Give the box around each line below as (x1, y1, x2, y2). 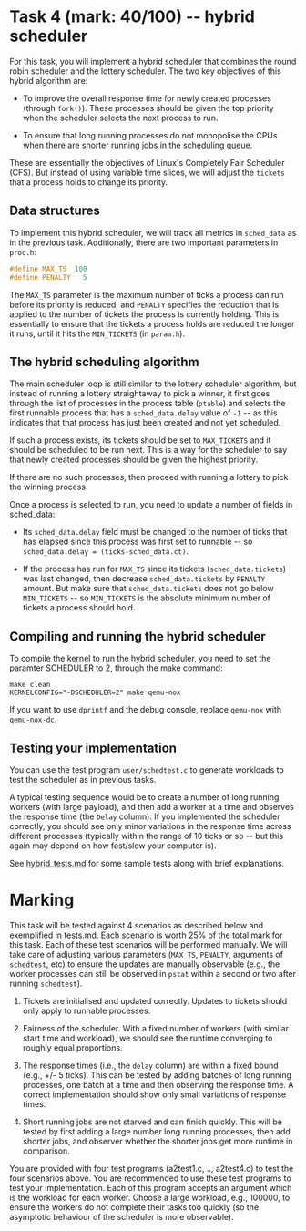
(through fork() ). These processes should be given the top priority (22, 102, 275, 113)
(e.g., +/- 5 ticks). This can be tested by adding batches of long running (22, 1069, 292, 1081)
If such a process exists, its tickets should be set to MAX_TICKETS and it (9, 435, 271, 446)
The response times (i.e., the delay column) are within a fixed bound (22, 1060, 280, 1071)
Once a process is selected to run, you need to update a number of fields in (9, 499, 293, 510)
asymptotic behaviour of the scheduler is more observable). (9, 1211, 234, 1222)
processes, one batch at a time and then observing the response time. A (22, 1079, 294, 1090)
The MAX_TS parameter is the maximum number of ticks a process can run (9, 289, 284, 300)
